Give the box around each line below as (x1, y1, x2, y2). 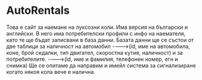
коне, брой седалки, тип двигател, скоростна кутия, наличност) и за (6, 49, 183, 56)
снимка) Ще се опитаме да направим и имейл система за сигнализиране (6, 61, 196, 69)
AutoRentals (6, 4, 70, 17)
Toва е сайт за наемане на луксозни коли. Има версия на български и (6, 23, 188, 31)
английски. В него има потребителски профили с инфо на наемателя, (6, 29, 186, 37)
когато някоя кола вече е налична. (6, 68, 96, 75)
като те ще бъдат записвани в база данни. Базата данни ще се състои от (6, 36, 194, 43)
